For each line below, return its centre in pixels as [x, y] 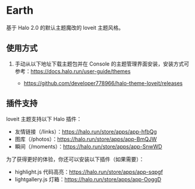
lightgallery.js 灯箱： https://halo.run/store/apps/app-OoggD [88, 179]
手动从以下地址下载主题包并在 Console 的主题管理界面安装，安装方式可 [102, 64]
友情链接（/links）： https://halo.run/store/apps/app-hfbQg [86, 131]
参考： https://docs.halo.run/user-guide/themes [73, 71]
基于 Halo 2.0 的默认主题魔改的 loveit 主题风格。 [65, 27]
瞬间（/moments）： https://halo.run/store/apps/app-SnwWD [88, 146]
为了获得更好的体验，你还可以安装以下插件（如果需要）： [75, 159]
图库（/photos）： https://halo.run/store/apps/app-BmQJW [86, 139]
